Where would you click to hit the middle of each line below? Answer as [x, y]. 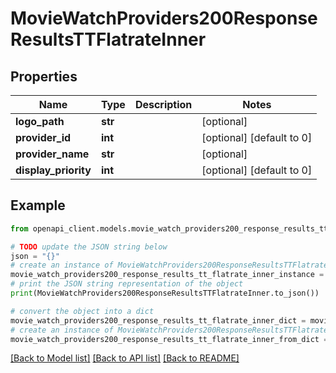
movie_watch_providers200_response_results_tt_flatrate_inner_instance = [167, 275]
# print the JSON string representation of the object [127, 284]
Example [38, 205]
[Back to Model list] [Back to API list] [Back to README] [125, 358]
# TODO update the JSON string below [89, 247]
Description [163, 104]
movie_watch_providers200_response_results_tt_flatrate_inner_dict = [158, 320]
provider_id [43, 137]
